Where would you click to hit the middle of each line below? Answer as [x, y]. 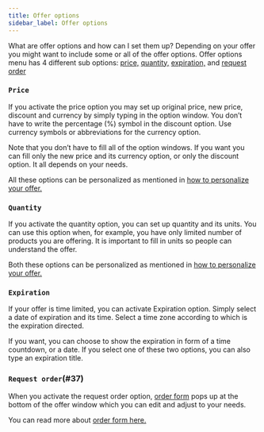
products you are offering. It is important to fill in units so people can [120, 241]
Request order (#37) [46, 379]
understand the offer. [43, 249]
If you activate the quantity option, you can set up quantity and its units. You [132, 224]
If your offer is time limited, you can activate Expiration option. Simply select [132, 309]
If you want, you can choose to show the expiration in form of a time [120, 341]
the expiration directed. [46, 326]
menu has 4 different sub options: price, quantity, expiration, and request [128, 62]
